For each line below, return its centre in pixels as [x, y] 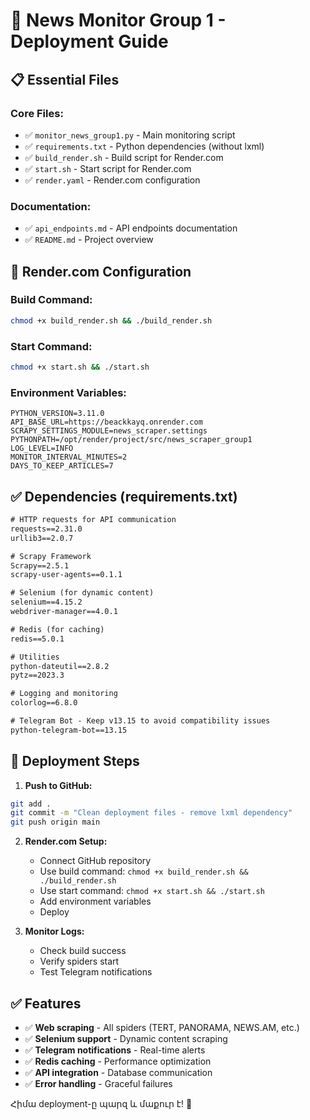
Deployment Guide [89, 41]
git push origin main [55, 822]
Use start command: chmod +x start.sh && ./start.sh [152, 891]
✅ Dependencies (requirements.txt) [124, 496]
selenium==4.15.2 [46, 602]
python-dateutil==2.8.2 [60, 666]
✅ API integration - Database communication [118, 1073]
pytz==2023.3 [37, 675]
